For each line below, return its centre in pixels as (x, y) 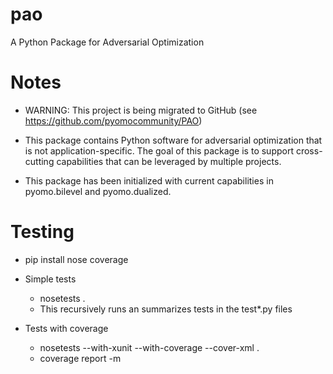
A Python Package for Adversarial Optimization (107, 42)
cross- (309, 150)
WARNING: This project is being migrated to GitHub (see (141, 110)
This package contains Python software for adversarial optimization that (173, 140)
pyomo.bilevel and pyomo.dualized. (98, 191)
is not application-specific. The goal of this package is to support (159, 150)
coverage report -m (80, 358)
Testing (42, 232)
